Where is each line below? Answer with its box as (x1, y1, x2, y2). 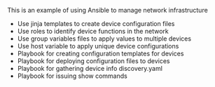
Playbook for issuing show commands (17, 72, 127, 80)
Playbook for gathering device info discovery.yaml (17, 65, 163, 72)
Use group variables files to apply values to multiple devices (17, 34, 191, 43)
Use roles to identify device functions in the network (17, 27, 169, 35)
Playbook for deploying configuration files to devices (17, 57, 170, 65)
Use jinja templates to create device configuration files (17, 20, 175, 27)
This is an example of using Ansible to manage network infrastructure (7, 6, 208, 14)
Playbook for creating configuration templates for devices (17, 49, 184, 58)
